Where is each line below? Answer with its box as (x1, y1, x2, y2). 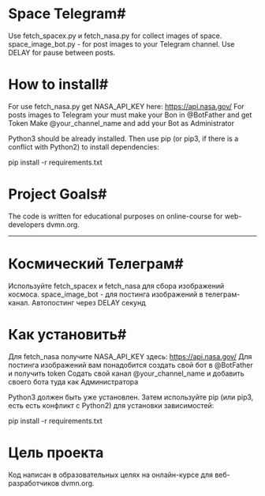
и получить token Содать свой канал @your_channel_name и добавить (8, 369, 244, 378)
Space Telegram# (8, 5, 126, 23)
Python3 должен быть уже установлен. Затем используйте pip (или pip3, (8, 392, 254, 402)
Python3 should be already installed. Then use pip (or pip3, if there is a (8, 134, 239, 143)
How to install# (8, 76, 109, 93)
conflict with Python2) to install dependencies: (8, 142, 159, 151)
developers (8, 219, 45, 229)
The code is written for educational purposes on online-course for (8, 211, 223, 221)
